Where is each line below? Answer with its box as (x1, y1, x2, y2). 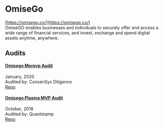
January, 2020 (5, 73, 35, 79)
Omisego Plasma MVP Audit (5, 95, 63, 101)
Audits (5, 49, 26, 57)
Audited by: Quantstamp (5, 111, 54, 117)
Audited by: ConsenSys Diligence (5, 79, 72, 85)
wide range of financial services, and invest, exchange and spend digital (5, 30, 150, 36)
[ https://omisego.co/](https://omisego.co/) (5, 19, 91, 25)
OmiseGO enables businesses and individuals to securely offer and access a (5, 24, 159, 30)
